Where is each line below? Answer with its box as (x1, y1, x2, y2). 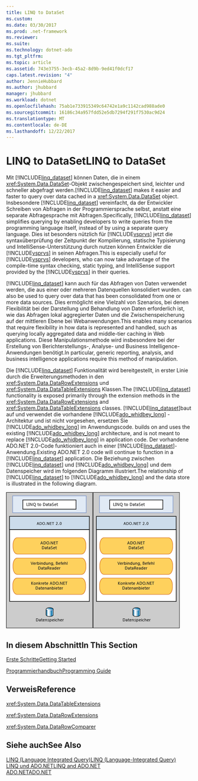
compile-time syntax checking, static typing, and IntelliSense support (6, 262, 175, 269)
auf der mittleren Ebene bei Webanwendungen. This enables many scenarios (6, 317, 192, 325)
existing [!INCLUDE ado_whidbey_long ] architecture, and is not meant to (6, 430, 180, 437)
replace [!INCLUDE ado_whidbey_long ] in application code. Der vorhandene (6, 436, 189, 443)
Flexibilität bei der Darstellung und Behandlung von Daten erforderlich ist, (6, 305, 185, 312)
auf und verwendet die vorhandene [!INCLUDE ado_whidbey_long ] (6, 411, 167, 418)
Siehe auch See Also (6, 740, 82, 750)
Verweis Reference (6, 684, 76, 695)
